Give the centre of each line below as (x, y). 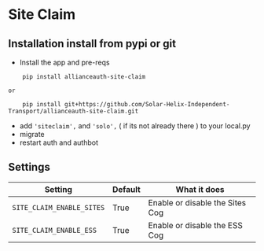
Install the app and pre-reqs (64, 62)
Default (127, 189)
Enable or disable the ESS (196, 225)
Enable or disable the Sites (197, 202)
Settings (29, 167)
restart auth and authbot (59, 142)
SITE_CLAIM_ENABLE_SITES (59, 207)
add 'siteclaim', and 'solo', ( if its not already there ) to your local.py (135, 126)
